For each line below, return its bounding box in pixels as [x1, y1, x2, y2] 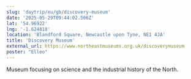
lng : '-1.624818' [6, 26, 51, 32]
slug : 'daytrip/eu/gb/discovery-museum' [6, 9, 111, 15]
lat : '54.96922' [6, 20, 48, 26]
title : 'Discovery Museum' [6, 37, 75, 43]
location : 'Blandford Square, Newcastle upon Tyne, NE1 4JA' [6, 32, 166, 38]
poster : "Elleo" [6, 49, 48, 55]
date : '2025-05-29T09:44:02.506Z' [6, 15, 95, 21]
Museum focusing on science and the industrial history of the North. [6, 66, 179, 73]
